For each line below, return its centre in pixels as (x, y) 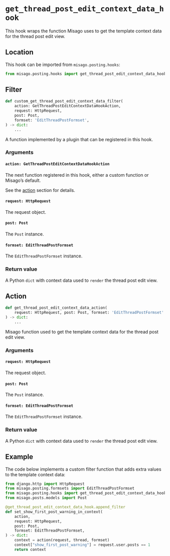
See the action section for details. (40, 190)
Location (19, 52)
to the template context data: (35, 474)
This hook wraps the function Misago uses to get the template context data (83, 31)
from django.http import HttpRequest (45, 484)
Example (19, 457)
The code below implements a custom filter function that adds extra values (83, 469)
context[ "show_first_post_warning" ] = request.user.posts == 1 (82, 545)
